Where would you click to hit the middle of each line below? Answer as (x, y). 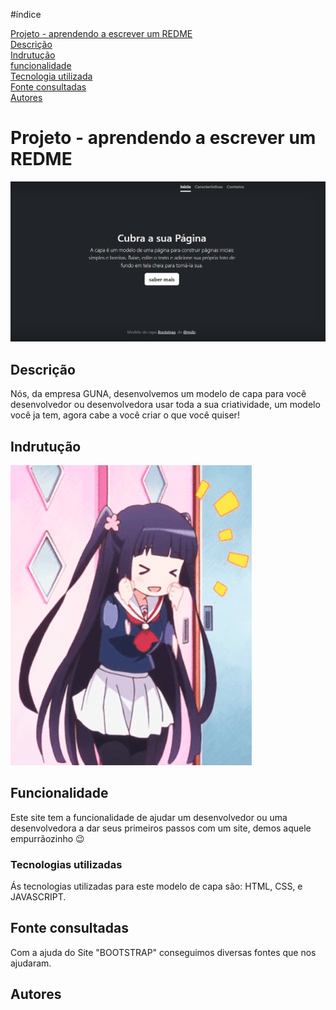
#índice (26, 14)
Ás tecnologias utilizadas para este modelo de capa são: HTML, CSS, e (156, 886)
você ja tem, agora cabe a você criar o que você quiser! (125, 415)
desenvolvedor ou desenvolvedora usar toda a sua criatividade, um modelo (165, 405)
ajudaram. (31, 963)
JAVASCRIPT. (38, 897)
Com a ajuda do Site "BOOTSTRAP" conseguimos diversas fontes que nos (163, 952)
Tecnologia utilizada (51, 76)
